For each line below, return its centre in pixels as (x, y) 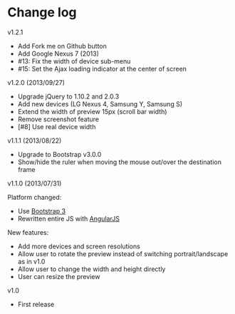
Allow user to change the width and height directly (92, 269)
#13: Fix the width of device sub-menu (74, 61)
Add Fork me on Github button (62, 46)
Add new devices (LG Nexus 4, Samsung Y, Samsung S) (100, 103)
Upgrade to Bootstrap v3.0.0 (59, 154)
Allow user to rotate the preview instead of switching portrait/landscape (123, 253)
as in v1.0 (31, 261)
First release (36, 304)
